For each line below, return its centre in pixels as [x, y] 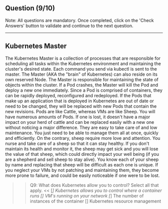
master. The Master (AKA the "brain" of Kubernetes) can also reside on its [81, 74]
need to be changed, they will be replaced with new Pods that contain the [81, 106]
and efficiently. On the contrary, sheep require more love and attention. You [83, 138]
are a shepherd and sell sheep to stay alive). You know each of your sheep [82, 159]
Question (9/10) [30, 8]
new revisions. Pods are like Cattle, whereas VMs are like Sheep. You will [80, 111]
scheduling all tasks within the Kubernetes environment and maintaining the [83, 63]
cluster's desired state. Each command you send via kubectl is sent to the [81, 69]
